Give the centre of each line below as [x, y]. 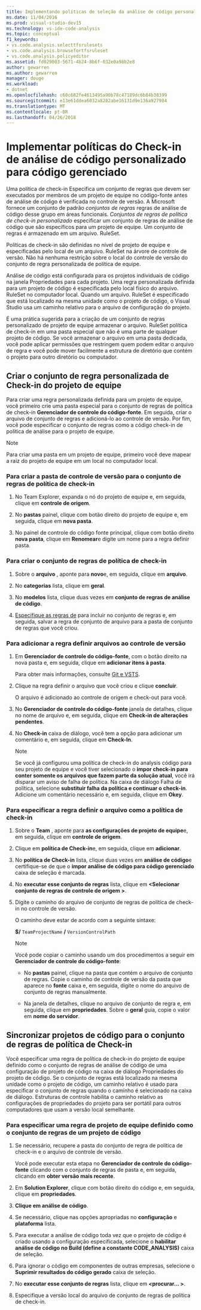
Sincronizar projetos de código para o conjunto [96, 1035]
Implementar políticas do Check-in [94, 147]
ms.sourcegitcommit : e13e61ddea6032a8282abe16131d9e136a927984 [87, 100]
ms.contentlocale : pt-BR [37, 112]
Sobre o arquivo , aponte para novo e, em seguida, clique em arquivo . [101, 574]
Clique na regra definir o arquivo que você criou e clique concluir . [96, 686]
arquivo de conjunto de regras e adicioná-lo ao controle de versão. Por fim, [99, 419]
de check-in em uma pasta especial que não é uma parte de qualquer [92, 332]
